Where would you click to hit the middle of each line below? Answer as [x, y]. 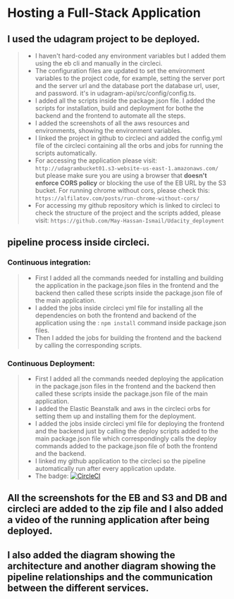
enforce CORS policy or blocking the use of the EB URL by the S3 [131, 183]
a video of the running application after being [109, 520]
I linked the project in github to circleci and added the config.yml [129, 138]
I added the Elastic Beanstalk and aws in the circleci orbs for [123, 408]
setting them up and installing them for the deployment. [116, 416]
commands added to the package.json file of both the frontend [126, 446]
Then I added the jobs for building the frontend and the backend [128, 338]
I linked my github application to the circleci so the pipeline [120, 461]
